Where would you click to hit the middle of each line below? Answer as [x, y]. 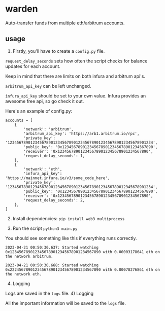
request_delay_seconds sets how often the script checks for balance [76, 61]
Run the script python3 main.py [45, 228]
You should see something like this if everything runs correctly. [71, 238]
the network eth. [24, 274]
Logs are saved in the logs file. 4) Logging [49, 293]
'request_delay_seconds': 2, [54, 200]
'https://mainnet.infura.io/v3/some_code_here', [58, 178]
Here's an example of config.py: [39, 111]
